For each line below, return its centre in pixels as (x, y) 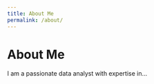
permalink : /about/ (35, 20)
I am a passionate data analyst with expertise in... (77, 74)
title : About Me (30, 14)
